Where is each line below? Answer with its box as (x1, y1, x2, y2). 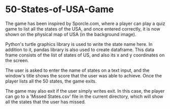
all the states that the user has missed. (5, 98, 86, 105)
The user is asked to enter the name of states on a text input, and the (5, 67, 150, 73)
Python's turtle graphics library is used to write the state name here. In (5, 41, 153, 47)
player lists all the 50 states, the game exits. (5, 78, 97, 84)
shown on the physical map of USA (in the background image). (5, 31, 137, 37)
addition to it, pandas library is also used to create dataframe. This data (5, 46, 155, 52)
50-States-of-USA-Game (5, 4, 114, 15)
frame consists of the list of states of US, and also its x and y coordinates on (5, 52, 165, 58)
